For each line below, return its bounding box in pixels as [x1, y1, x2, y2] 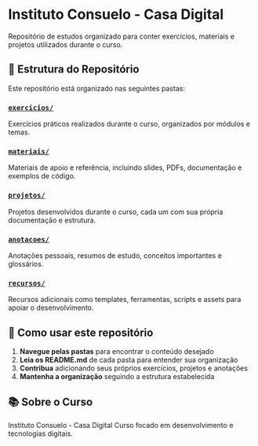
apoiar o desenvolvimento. [8, 303, 94, 312]
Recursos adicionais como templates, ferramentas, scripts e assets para [8, 295, 242, 304]
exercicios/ [8, 103, 54, 112]
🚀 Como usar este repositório [8, 326, 154, 339]
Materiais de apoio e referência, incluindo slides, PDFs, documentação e [8, 163, 242, 172]
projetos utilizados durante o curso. [8, 39, 123, 49]
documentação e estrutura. [8, 215, 96, 225]
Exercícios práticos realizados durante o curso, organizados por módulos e [8, 120, 251, 129]
